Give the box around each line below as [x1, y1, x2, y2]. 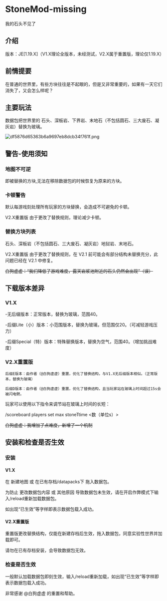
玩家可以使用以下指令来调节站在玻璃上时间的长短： [5, 401, 110, 407]
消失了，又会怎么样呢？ [5, 87, 53, 93]
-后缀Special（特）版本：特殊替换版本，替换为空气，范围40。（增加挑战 [5, 338, 153, 345]
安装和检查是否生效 [5, 438, 64, 447]
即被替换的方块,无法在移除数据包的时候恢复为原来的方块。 [5, 178, 125, 184]
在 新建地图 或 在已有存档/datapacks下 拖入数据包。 [5, 479, 112, 485]
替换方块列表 [5, 228, 36, 235]
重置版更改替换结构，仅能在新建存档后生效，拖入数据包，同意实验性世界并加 [5, 531, 163, 537]
